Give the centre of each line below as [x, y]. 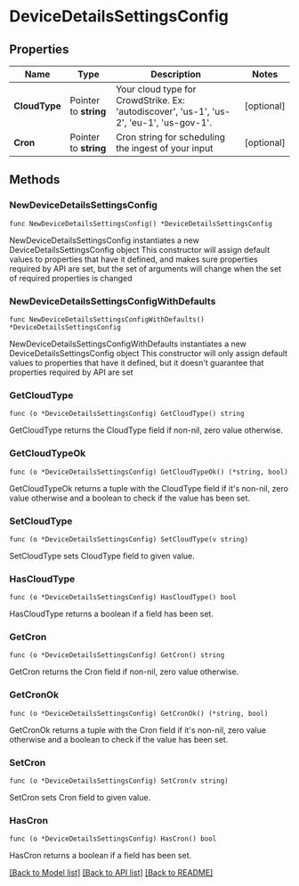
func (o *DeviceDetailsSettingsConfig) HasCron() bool [113, 839]
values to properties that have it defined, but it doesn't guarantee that [137, 362]
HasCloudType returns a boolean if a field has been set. [111, 614]
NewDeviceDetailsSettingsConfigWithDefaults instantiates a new [128, 344]
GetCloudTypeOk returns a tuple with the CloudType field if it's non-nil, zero [149, 488]
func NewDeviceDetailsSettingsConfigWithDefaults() [107, 319]
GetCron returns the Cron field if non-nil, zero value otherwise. [124, 672]
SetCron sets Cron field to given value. [80, 798]
